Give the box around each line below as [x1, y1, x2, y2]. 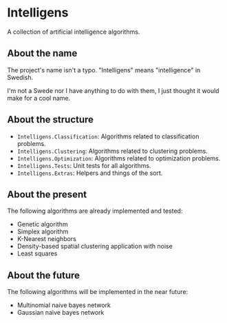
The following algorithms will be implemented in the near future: [7, 288, 188, 296]
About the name [7, 48, 78, 59]
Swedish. [7, 73, 34, 81]
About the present [7, 188, 87, 200]
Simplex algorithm [17, 227, 69, 236]
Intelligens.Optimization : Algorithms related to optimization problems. [17, 154, 221, 163]
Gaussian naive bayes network [17, 309, 105, 317]
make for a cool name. [7, 94, 71, 102]
